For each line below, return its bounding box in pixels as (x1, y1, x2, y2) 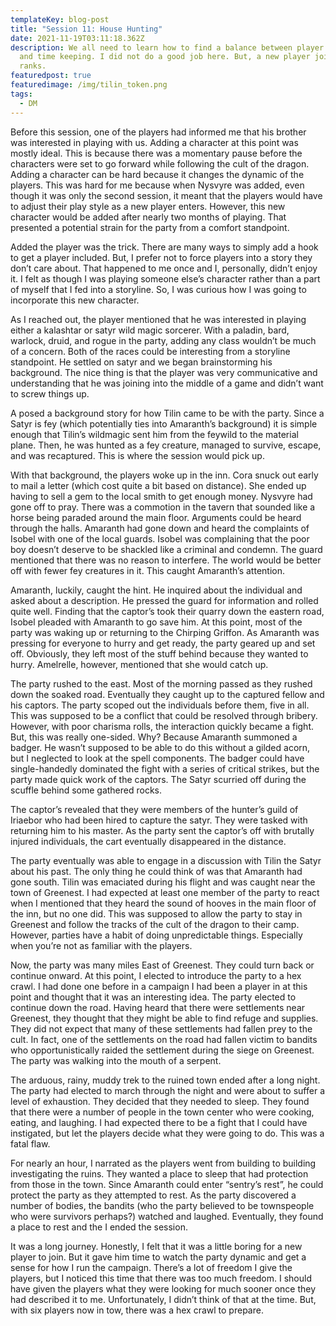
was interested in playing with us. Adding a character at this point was (10, 136, 299, 148)
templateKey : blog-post (10, 14, 110, 25)
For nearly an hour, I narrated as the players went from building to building (10, 1157, 317, 1169)
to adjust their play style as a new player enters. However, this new (10, 200, 286, 212)
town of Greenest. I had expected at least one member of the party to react (10, 886, 320, 898)
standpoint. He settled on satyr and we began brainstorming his (10, 356, 273, 368)
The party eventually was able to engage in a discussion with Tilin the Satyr (10, 854, 322, 866)
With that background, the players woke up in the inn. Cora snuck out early (10, 469, 319, 481)
